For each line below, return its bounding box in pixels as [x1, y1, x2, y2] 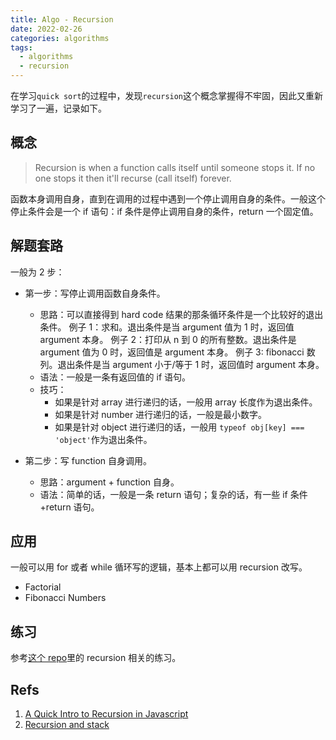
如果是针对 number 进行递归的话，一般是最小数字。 [54, 408, 268, 420]
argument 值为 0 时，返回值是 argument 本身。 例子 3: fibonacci [39, 346, 305, 358]
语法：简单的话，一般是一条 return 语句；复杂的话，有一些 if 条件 [39, 488, 308, 500]
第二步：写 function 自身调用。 [24, 454, 153, 466]
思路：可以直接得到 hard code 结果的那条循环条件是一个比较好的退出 [39, 308, 324, 320]
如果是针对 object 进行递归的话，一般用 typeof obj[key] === [54, 421, 305, 433]
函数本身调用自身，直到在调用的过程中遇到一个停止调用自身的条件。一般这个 [10, 192, 326, 205]
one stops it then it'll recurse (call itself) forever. [34, 172, 232, 184]
